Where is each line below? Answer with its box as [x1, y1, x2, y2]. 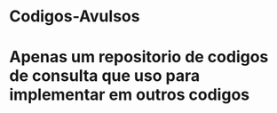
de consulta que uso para [9, 66, 201, 86]
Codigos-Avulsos [9, 6, 140, 27]
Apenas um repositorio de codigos [9, 47, 269, 68]
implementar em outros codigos [9, 85, 250, 105]
